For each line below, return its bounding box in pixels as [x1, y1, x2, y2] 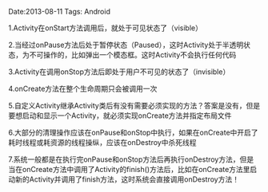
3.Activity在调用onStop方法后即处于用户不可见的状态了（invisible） [8, 67, 230, 76]
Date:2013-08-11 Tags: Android [8, 7, 110, 16]
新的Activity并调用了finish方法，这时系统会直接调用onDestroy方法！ [14, 174, 240, 184]
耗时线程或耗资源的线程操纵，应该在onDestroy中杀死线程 [8, 138, 197, 147]
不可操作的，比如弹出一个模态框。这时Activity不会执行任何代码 [29, 50, 237, 59]
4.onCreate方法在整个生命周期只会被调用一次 [8, 84, 158, 93]
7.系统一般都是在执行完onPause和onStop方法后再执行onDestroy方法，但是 [8, 155, 254, 164]
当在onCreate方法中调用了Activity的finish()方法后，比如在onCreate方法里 [8, 165, 250, 174]
